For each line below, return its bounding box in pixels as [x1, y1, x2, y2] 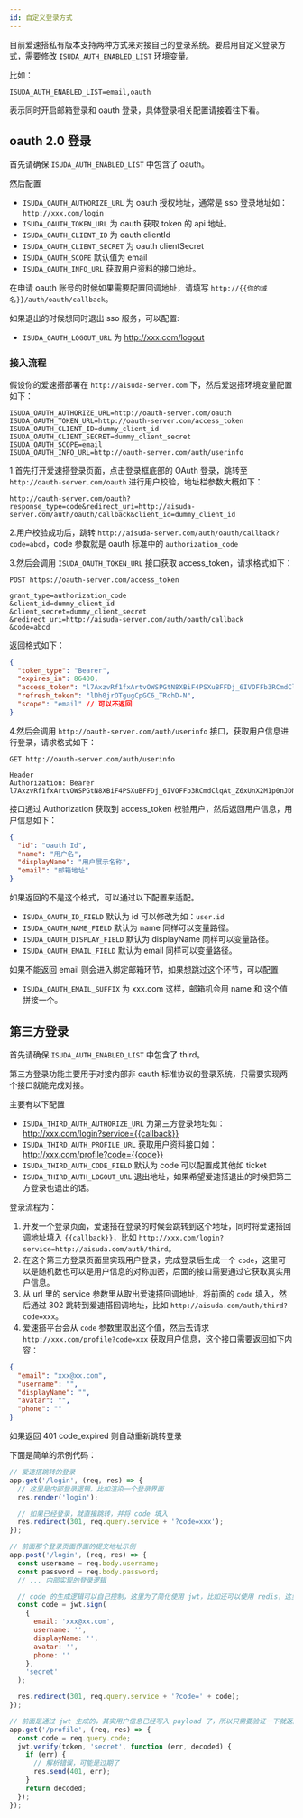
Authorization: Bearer [9, 778, 95, 788]
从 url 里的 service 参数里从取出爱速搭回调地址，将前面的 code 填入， [22, 1287, 280, 1299]
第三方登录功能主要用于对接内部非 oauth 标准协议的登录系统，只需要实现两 [9, 1068, 289, 1079]
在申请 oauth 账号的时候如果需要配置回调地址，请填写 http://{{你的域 [9, 282, 268, 293]
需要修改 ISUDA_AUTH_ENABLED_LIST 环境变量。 [24, 51, 194, 61]
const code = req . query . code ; [17, 1733, 131, 1742]
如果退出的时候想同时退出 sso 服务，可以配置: [9, 313, 180, 324]
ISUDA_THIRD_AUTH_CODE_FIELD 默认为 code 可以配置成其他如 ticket [22, 1159, 268, 1170]
